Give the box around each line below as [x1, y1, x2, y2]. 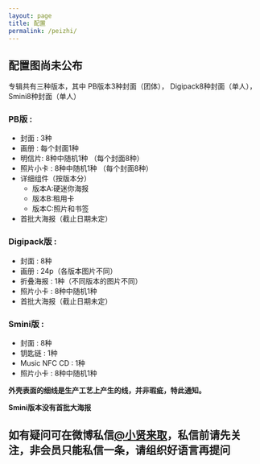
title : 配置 [8, 19, 46, 27]
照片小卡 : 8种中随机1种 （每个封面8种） [19, 164, 153, 173]
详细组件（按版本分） [19, 174, 91, 184]
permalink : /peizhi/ [8, 27, 78, 35]
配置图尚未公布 [8, 58, 83, 72]
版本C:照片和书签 [31, 204, 89, 213]
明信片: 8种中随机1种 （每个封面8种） [19, 154, 144, 164]
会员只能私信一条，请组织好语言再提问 [39, 444, 231, 458]
